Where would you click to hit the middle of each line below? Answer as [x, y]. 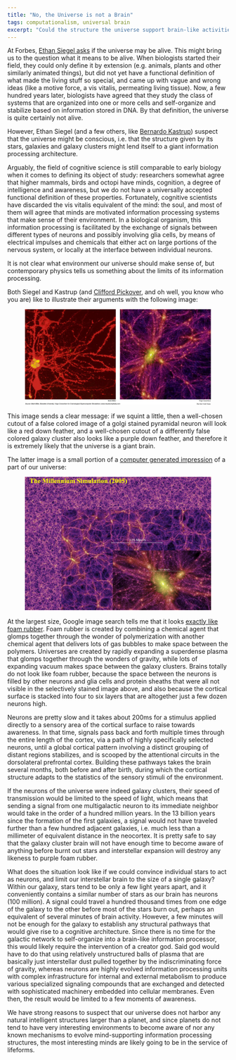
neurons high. [27, 703]
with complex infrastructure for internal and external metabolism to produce [117, 976]
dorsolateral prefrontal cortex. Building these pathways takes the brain [109, 762]
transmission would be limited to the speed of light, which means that [108, 798]
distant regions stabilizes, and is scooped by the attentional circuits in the [113, 755]
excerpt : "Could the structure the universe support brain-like [103, 30]
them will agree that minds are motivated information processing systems [113, 213]
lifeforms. [21, 1049]
